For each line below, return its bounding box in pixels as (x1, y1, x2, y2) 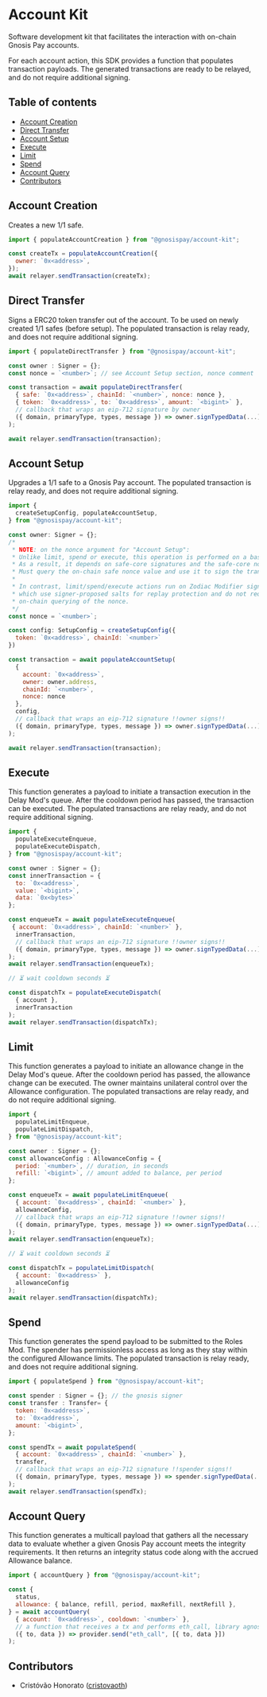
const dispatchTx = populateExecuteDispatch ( (8, 988, 161, 997)
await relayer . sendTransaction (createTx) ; (8, 272, 151, 280)
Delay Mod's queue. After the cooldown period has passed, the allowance (8, 1070, 250, 1079)
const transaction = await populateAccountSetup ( (8, 656, 176, 664)
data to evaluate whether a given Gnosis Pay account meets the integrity (8, 1539, 246, 1548)
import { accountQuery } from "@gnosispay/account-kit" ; (8, 1571, 201, 1579)
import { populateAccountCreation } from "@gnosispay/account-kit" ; (8, 235, 240, 243)
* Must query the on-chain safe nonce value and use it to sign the (11, 568, 244, 576)
